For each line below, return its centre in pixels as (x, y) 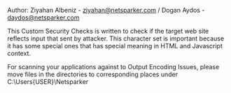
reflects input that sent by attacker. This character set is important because (116, 38)
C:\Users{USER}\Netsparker (48, 82)
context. (19, 53)
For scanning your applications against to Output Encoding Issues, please (113, 67)
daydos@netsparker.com (43, 17)
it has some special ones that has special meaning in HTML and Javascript (115, 46)
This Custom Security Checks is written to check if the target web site (108, 31)
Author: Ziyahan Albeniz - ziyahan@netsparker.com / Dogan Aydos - (106, 10)
